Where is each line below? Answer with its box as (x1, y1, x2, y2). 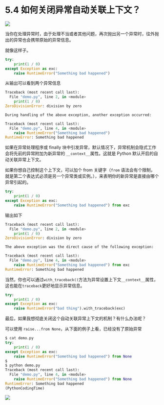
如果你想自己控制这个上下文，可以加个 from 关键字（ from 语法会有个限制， (5, 167, 155, 173)
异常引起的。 (5, 179, 31, 185)
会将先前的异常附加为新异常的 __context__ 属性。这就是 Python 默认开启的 (5, 150, 154, 157)
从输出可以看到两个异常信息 (5, 80, 61, 86)
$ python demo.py (5, 363, 41, 368)
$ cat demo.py (5, 336, 34, 341)
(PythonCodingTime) (5, 385, 45, 391)
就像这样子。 (5, 47, 31, 53)
